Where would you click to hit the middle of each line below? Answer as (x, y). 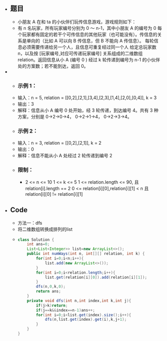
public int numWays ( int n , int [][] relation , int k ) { (86, 254)
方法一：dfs (30, 223)
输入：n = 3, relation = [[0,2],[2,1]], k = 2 (59, 143)
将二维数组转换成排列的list (45, 229)
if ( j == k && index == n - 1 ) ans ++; (65, 310)
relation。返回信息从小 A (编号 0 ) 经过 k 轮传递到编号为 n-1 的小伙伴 (89, 60)
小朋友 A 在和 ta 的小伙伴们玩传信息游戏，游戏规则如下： (77, 22)
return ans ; (48, 291)
